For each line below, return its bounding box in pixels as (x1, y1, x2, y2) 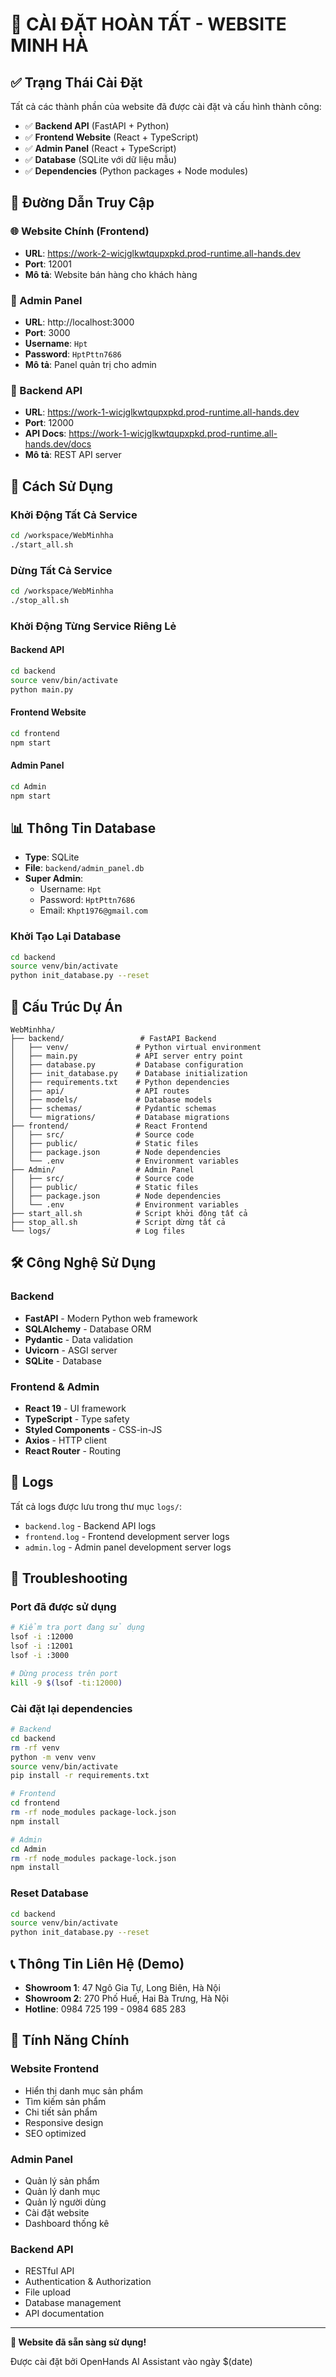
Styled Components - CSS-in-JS (24, 1423, 163, 1435)
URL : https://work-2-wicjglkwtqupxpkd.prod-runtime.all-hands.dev (24, 247, 301, 259)
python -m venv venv (10, 1752, 97, 1762)
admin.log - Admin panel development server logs (24, 1541, 232, 1553)
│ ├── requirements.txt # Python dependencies (10, 1077, 230, 1087)
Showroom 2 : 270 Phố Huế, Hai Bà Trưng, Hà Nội (24, 1992, 229, 2004)
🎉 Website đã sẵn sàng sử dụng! (10, 2336, 147, 2348)
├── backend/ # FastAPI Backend (10, 1033, 217, 1043)
